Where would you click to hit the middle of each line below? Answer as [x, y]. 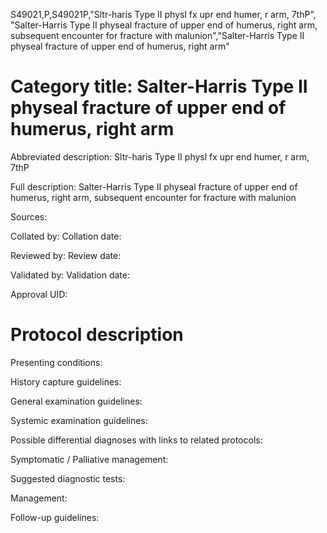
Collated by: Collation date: [66, 236]
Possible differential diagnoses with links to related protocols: [136, 440]
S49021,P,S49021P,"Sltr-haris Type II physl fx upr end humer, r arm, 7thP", [163, 14]
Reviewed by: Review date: [66, 255]
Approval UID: [39, 294]
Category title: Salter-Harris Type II [159, 86]
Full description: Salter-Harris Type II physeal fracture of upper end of [154, 186]
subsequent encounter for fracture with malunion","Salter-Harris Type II [157, 35]
